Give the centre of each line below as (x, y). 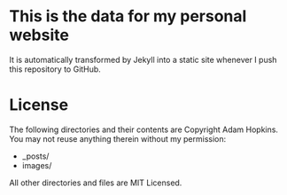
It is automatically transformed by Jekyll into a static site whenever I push (143, 59)
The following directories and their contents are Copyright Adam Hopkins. (144, 129)
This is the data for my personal (128, 16)
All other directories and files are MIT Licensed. (96, 183)
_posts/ (35, 156)
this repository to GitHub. (55, 69)
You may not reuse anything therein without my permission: (118, 138)
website (39, 35)
